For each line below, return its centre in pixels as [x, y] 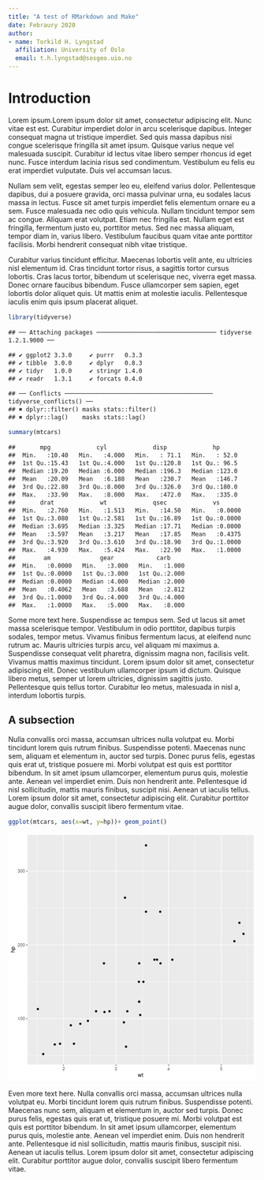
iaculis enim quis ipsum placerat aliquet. [73, 302]
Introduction [50, 98]
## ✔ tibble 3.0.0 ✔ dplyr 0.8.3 [76, 363]
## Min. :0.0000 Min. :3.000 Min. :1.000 [97, 566]
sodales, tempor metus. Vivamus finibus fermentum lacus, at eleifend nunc [130, 636]
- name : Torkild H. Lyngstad [56, 42]
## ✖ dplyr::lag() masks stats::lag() [77, 417]
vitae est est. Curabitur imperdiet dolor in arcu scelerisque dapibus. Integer [130, 128]
